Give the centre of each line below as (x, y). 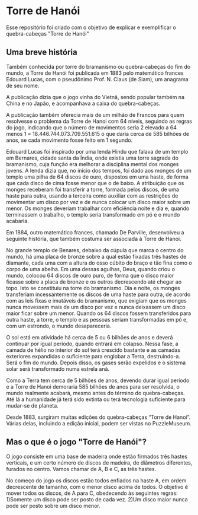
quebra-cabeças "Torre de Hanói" (48, 33)
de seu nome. (23, 85)
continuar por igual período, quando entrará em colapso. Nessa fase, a (92, 344)
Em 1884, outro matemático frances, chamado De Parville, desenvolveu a (95, 232)
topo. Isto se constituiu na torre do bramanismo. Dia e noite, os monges (93, 288)
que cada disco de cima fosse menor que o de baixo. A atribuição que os (95, 183)
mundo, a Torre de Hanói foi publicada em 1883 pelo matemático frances (95, 73)
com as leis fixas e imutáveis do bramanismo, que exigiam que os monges (97, 300)
